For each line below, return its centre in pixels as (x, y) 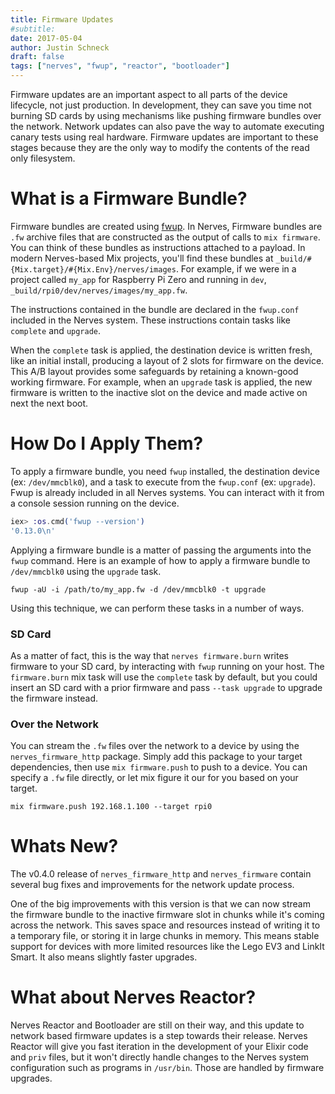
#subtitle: (33, 29)
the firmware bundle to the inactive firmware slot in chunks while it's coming (167, 915)
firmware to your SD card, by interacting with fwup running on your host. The (167, 666)
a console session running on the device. (95, 503)
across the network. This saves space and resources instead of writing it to (165, 925)
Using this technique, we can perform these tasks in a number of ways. (157, 608)
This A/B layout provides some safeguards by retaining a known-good (154, 371)
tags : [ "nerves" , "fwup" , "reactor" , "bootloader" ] (120, 66)
